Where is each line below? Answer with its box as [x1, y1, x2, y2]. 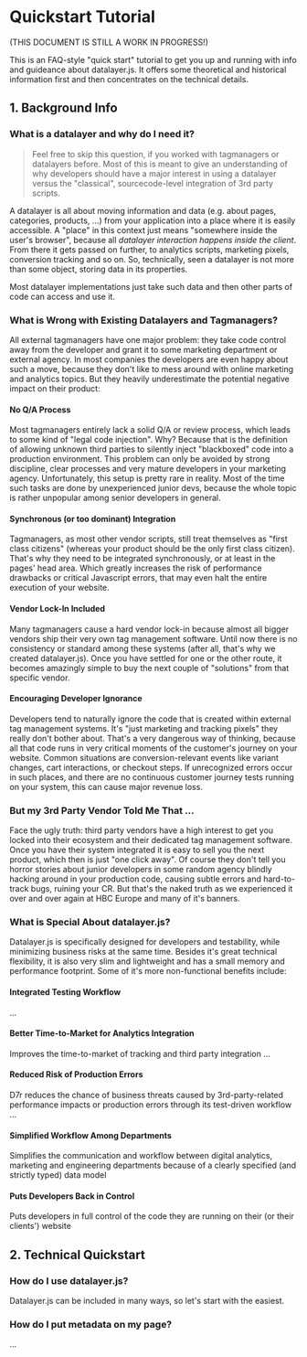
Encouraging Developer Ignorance [9, 693, 143, 704]
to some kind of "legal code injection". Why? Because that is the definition [9, 434, 288, 445]
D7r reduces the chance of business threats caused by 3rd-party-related [9, 1089, 284, 1100]
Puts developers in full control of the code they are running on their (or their [9, 1211, 294, 1222]
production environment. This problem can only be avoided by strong [9, 454, 270, 465]
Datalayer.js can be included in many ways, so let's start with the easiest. [9, 1296, 285, 1307]
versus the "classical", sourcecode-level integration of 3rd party [31, 177, 274, 188]
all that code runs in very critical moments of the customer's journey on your [9, 743, 298, 753]
